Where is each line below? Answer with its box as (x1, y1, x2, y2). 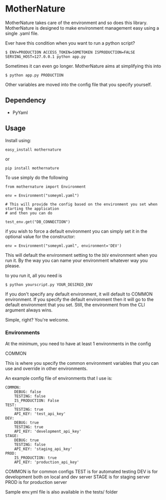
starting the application (5, 206, 59, 211)
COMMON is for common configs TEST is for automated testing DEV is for (5, 468, 158, 474)
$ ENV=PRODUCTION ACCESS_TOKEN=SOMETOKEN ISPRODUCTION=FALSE (5, 50, 135, 55)
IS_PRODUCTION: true (14, 455, 57, 460)
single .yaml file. (5, 30, 39, 36)
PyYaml (12, 109, 28, 116)
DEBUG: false (14, 389, 41, 394)
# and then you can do (5, 211, 52, 216)
